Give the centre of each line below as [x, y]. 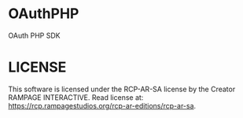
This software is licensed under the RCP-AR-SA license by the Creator [122, 89]
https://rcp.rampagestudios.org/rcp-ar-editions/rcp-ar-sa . [102, 105]
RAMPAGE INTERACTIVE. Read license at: [76, 97]
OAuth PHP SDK [34, 35]
